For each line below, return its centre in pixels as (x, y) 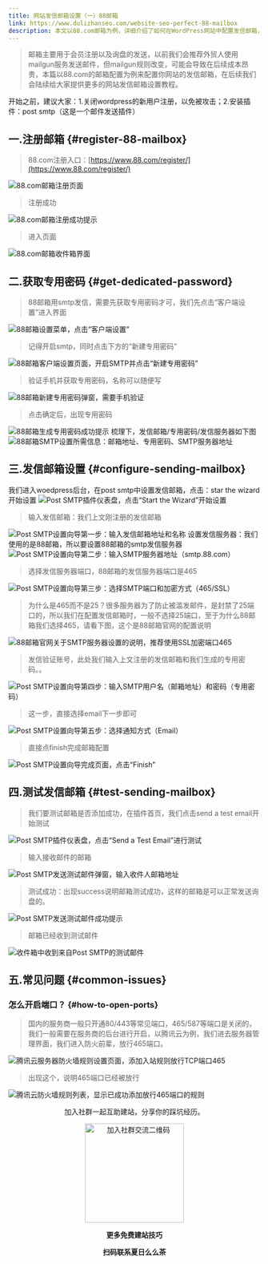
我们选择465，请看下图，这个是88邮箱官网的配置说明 (123, 625)
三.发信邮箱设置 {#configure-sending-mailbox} (127, 469)
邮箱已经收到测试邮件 (63, 935)
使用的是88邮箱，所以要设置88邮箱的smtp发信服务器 (95, 544)
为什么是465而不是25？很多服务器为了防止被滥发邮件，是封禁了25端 (141, 605)
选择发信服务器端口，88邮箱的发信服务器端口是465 (112, 571)
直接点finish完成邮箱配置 (68, 747)
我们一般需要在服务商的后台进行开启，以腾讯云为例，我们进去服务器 (140, 1034)
